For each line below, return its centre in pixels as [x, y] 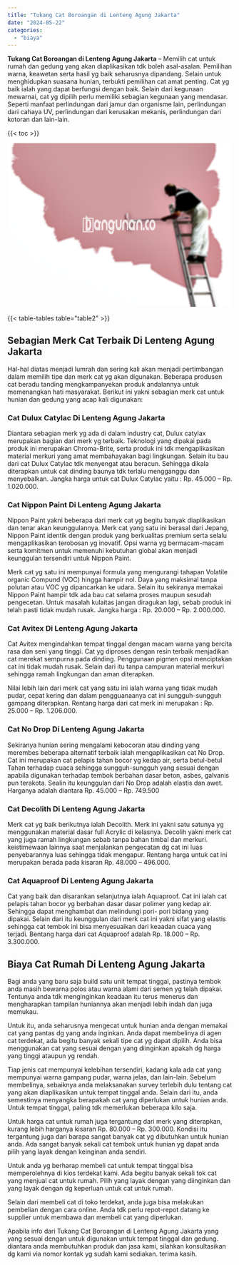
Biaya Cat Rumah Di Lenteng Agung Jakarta [106, 964]
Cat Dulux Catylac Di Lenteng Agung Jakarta [86, 417]
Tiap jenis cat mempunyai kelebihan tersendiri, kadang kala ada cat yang [115, 1070]
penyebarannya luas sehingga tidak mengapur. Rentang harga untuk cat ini [117, 855]
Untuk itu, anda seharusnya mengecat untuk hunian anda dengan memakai [118, 1026]
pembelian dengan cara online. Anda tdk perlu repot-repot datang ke [108, 1210]
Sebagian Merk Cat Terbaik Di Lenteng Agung [111, 341]
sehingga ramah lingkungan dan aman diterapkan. [81, 674]
